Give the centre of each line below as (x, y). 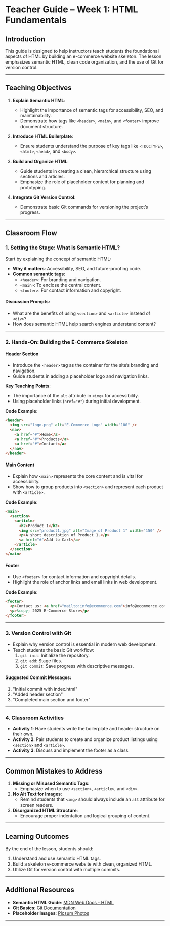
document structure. (41, 126)
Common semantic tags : (39, 274)
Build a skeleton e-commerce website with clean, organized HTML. (82, 864)
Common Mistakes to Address (54, 771)
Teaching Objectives (38, 88)
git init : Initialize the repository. (55, 655)
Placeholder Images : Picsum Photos (51, 913)
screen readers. (37, 805)
